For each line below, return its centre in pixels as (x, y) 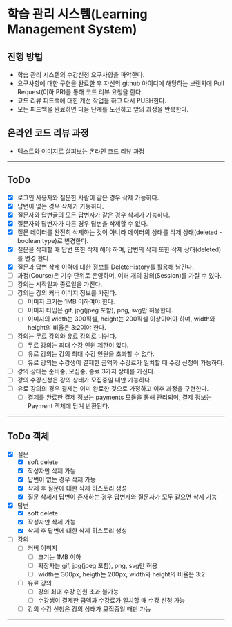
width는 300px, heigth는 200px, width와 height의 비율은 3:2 (122, 574)
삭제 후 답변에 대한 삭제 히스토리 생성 (77, 531)
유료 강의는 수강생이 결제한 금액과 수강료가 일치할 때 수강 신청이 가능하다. (126, 362)
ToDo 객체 (28, 436)
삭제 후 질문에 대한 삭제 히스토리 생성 (77, 488)
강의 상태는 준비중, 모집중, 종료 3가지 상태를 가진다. (86, 371)
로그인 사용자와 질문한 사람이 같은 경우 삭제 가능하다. (88, 197)
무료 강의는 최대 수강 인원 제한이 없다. (78, 345)
